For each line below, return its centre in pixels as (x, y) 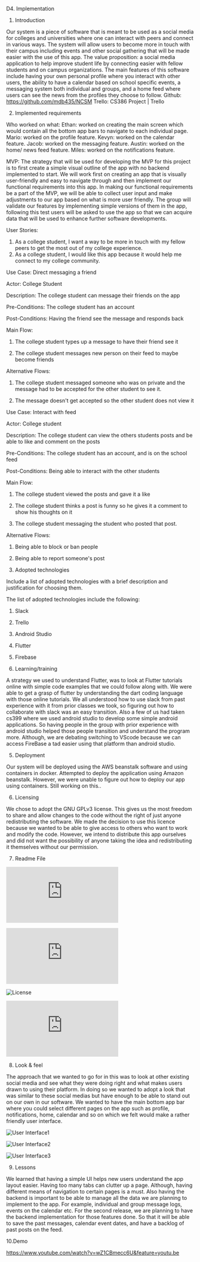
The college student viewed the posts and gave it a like (82, 494)
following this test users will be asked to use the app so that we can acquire (99, 212)
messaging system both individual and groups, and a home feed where (93, 89)
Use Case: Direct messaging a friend (51, 272)
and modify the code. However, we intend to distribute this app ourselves (96, 834)
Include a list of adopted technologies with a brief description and (87, 581)
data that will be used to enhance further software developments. (87, 218)
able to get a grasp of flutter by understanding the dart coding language (95, 693)
